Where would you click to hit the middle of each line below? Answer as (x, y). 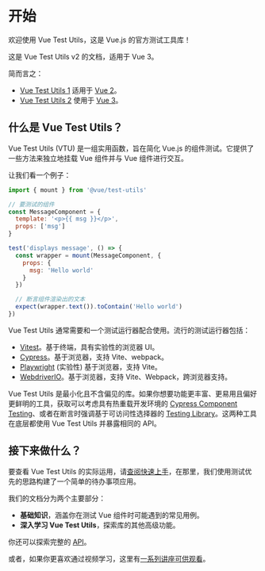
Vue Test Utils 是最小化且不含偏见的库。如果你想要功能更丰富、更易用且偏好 (133, 393)
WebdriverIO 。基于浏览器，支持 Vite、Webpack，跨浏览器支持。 (126, 377)
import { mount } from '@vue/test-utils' (78, 190)
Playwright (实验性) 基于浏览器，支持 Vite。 (91, 366)
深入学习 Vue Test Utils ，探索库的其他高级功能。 (100, 525)
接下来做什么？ (45, 451)
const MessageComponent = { (55, 212)
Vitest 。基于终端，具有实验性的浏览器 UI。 (89, 347)
